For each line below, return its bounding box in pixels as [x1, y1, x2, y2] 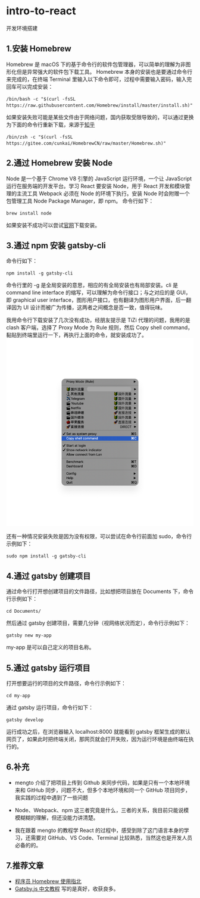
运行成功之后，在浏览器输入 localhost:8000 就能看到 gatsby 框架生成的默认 [6, 728, 191, 735]
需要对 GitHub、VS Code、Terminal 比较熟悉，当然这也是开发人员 [30, 834, 193, 841]
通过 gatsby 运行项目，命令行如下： [6, 704, 94, 711]
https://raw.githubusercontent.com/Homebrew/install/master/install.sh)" [6, 102, 193, 108]
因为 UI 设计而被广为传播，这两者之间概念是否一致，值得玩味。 [11, 304, 166, 311]
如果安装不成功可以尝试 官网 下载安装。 [6, 222, 100, 229]
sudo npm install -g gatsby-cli [6, 553, 86, 559]
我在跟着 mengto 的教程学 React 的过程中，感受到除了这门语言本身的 [14, 827, 185, 834]
